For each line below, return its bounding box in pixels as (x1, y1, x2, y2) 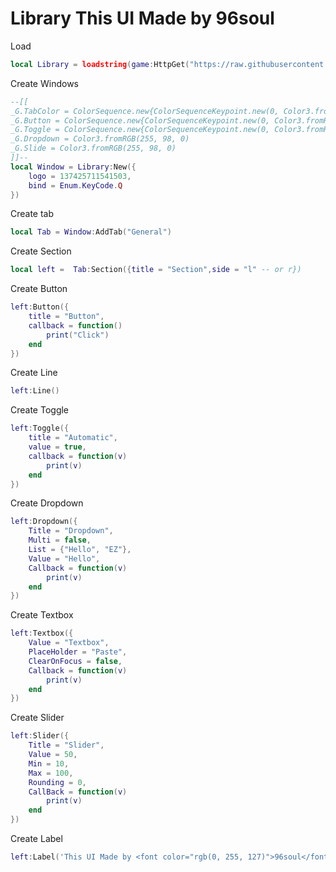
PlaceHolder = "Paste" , (28, 647, 128, 657)
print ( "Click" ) (46, 330, 110, 340)
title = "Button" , (28, 312, 105, 322)
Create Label (10, 833, 63, 845)
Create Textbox (10, 609, 74, 621)
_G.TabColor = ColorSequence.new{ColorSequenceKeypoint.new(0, (10, 106, 280, 116)
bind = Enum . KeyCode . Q (28, 180, 123, 191)
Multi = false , (28, 535, 92, 546)
